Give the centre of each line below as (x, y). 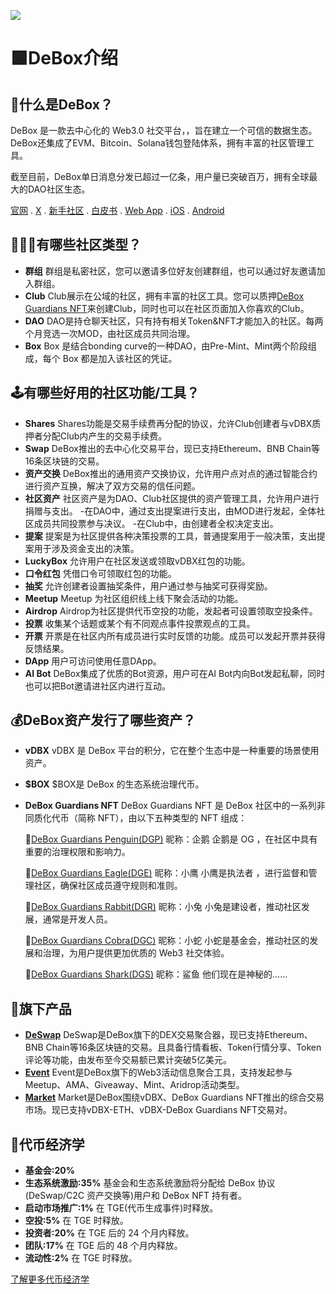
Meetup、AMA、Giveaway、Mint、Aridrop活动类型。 (134, 1085)
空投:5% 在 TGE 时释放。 (76, 1221)
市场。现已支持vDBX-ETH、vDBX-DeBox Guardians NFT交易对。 (158, 1110)
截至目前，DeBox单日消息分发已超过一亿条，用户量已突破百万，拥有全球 (160, 176)
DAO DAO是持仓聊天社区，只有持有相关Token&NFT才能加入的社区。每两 (174, 321)
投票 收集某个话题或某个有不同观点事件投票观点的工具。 (140, 623)
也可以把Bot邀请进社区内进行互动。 (97, 686)
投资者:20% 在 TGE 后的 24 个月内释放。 (109, 1233)
